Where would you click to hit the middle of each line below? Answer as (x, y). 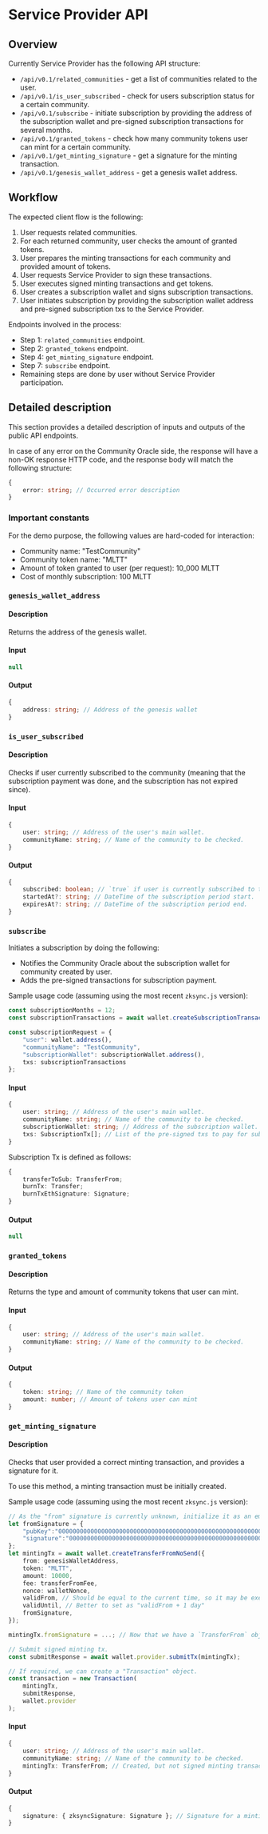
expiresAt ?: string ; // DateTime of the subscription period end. (135, 905)
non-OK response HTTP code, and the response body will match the (121, 459)
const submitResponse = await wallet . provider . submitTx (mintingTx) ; (124, 1657)
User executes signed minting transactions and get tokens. (116, 283)
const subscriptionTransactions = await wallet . (91, 1018)
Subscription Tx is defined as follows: (70, 1157)
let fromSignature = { (46, 1524)
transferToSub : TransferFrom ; (73, 1179)
